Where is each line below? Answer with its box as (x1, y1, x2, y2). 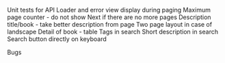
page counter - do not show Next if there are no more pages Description (7, 13, 211, 21)
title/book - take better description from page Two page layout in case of (7, 21, 213, 28)
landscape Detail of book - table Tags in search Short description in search (7, 27, 219, 36)
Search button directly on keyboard (7, 35, 107, 43)
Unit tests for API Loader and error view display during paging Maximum (7, 6, 211, 14)
